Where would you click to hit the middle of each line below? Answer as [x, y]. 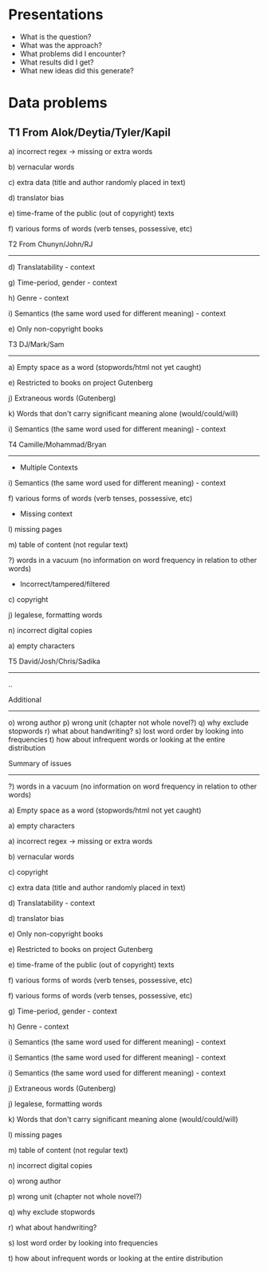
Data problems [58, 103]
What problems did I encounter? [73, 53]
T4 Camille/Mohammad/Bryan [57, 444]
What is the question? [55, 37]
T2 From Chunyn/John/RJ [51, 244]
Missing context [46, 514]
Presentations [56, 15]
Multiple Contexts [49, 467]
